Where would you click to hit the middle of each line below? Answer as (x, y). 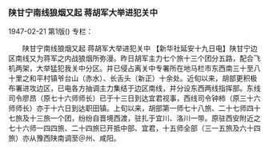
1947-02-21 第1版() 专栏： (51, 32)
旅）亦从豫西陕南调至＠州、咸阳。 (64, 138)
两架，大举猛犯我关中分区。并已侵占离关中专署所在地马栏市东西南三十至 (134, 69)
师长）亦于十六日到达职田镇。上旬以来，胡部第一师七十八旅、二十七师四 (134, 109)
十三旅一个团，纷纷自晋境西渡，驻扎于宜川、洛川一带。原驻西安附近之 (145, 118)
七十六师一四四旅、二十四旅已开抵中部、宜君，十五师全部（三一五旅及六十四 (134, 128)
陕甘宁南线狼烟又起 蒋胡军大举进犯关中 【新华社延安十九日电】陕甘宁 (136, 49)
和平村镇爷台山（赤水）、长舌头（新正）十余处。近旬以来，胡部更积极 (143, 78)
